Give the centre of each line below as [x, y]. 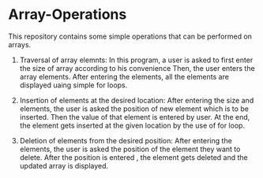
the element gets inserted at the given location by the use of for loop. [132, 125]
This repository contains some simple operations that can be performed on [130, 36]
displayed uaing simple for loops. [73, 85]
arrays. [20, 44]
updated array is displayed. [64, 165]
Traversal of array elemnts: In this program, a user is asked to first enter [136, 60]
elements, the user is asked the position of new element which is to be [134, 109]
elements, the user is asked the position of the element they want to [130, 149]
